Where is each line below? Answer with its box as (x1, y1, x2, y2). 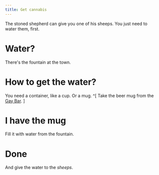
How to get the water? (5, 76, 96, 87)
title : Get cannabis (5, 7, 47, 12)
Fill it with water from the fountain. (5, 131, 74, 137)
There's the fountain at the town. (5, 59, 71, 65)
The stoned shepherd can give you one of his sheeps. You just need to (5, 21, 148, 26)
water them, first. (5, 25, 40, 32)
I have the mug (5, 115, 67, 126)
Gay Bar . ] (5, 98, 25, 103)
